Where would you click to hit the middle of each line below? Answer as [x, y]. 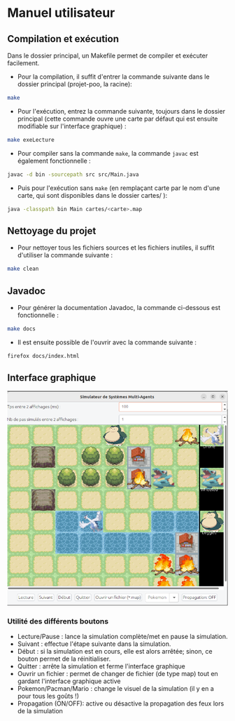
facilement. [23, 63]
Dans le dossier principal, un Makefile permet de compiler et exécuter [108, 55]
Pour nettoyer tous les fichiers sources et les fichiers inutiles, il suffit [116, 248]
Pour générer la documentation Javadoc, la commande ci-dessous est [119, 308]
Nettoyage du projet [52, 230]
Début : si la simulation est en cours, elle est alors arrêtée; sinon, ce [115, 652]
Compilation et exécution [63, 39]
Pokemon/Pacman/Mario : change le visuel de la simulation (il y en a [116, 689]
